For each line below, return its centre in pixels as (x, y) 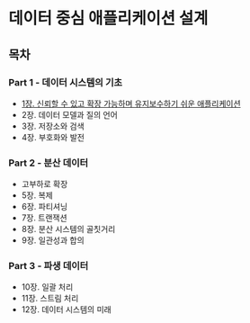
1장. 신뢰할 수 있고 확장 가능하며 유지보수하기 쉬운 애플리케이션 (131, 103)
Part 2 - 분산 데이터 (49, 163)
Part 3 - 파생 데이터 (49, 266)
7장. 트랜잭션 (45, 218)
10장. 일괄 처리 (47, 287)
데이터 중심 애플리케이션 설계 (108, 18)
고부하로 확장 (45, 184)
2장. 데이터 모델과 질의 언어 (69, 114)
